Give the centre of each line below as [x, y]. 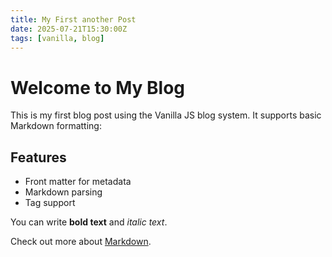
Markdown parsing [63, 192]
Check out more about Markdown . [81, 242]
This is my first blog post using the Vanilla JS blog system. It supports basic [166, 115]
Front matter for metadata [78, 182]
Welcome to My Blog [98, 87]
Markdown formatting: [56, 126]
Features [38, 157]
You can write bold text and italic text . [89, 222]
